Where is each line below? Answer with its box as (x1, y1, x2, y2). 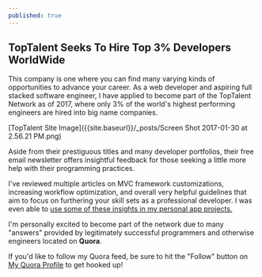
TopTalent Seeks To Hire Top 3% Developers (8, 41, 232, 55)
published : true (8, 11, 62, 20)
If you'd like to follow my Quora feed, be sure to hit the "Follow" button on (8, 252, 249, 261)
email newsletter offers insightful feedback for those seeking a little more (8, 155, 247, 165)
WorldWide (8, 53, 66, 67)
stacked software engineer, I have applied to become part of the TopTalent (8, 91, 252, 101)
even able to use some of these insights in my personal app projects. (8, 204, 233, 214)
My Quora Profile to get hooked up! (8, 260, 123, 270)
